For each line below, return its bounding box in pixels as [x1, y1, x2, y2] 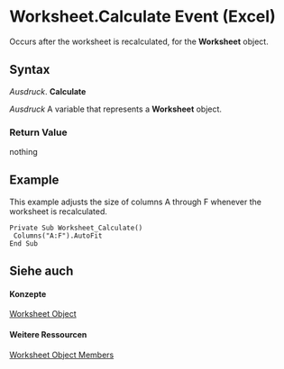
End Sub [9, 238, 39, 248]
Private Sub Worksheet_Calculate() [9, 223, 143, 232]
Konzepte [9, 288, 47, 299]
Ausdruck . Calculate [9, 85, 87, 96]
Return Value [9, 126, 68, 139]
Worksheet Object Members [9, 349, 115, 360]
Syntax [9, 62, 50, 77]
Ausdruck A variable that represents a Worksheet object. [9, 103, 223, 114]
